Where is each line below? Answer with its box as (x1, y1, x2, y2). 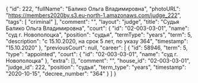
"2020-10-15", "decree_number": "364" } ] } (5, 70, 117, 77)
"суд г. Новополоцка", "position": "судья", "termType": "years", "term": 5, (5, 31, 193, 38)
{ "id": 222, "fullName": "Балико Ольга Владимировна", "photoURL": (5, 5, 181, 12)
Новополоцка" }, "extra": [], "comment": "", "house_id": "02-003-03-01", (5, 57, 191, 64)
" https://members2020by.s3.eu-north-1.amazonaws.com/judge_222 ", (5, 12, 182, 19)
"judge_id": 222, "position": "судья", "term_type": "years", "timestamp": (5, 63, 187, 71)
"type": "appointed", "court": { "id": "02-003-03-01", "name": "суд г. (5, 51, 178, 57)
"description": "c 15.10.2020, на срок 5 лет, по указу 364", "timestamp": (5, 38, 188, 45)
